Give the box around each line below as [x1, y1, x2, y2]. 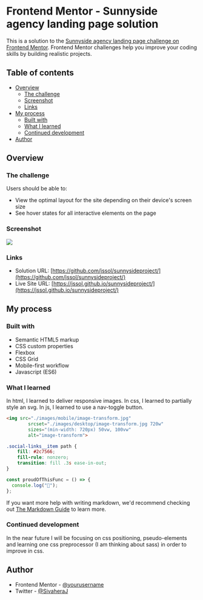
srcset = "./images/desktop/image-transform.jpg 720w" [28, 420, 164, 427]
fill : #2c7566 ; [17, 449, 56, 455]
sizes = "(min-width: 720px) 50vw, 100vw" [28, 426, 131, 433]
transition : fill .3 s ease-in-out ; [17, 460, 107, 467]
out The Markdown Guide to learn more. [6, 505, 107, 513]
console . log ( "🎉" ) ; [12, 482, 59, 488]
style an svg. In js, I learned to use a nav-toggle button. [6, 403, 144, 411]
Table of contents [6, 68, 74, 78]
